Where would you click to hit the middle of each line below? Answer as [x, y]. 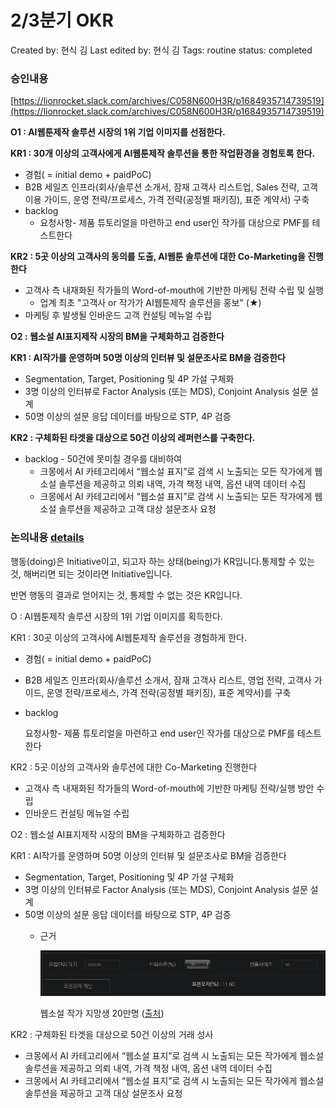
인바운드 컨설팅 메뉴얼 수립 [77, 813]
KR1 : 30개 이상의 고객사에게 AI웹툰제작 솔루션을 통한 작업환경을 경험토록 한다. [163, 153]
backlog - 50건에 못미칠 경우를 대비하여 [103, 459]
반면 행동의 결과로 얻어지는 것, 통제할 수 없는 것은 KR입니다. [126, 595]
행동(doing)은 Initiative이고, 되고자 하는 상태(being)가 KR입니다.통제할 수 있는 [163, 561]
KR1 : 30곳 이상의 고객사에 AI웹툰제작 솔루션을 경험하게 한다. [128, 637]
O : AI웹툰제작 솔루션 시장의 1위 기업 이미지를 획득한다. [116, 616]
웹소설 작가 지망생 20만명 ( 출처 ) [102, 1013]
